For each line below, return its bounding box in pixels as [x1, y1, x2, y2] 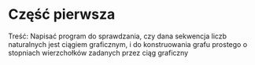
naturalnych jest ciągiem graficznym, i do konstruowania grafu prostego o [8, 39, 248, 49]
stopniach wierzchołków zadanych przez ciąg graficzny [8, 48, 189, 57]
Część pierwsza [8, 5, 116, 23]
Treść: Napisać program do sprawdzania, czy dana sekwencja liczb [8, 31, 227, 41]
